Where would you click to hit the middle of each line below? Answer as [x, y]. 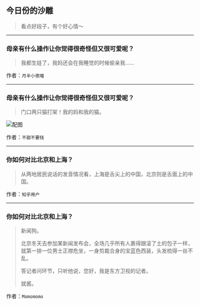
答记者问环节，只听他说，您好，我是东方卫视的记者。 [86, 271]
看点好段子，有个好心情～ [52, 26]
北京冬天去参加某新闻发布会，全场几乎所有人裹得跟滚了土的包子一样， [107, 243]
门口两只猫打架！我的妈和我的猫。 [62, 112]
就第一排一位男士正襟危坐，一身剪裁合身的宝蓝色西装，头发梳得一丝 [104, 251]
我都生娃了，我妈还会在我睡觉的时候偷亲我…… [77, 63]
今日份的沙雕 [30, 11]
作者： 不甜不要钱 [25, 137]
